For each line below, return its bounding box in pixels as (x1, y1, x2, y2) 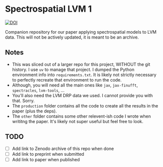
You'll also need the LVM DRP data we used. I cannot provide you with (12, 92, 153, 98)
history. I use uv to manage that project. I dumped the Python (12, 66, 135, 72)
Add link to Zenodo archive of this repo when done (12, 146, 114, 151)
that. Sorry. (12, 98, 35, 104)
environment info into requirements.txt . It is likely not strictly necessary (12, 72, 157, 78)
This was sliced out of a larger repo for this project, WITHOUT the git (12, 61, 150, 67)
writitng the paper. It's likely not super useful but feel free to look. (12, 118, 144, 124)
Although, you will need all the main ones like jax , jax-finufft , (12, 82, 138, 88)
